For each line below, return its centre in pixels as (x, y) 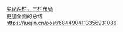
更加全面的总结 (24, 16)
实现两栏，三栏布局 (30, 9)
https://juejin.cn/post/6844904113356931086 (61, 23)
